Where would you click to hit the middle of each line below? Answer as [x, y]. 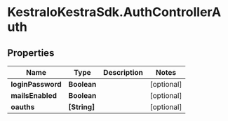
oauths [23, 107]
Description [123, 72]
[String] [82, 107]
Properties [31, 53]
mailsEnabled [34, 95]
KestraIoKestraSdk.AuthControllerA [114, 12]
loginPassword [36, 84]
